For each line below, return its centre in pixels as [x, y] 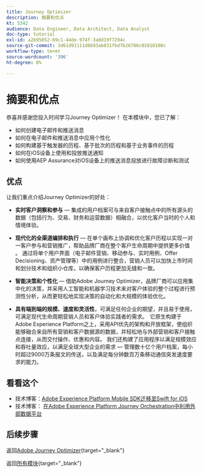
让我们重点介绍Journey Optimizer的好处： [58, 197]
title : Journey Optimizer [39, 12]
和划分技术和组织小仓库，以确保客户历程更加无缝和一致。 [86, 268]
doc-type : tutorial [31, 34]
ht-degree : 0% [24, 62]
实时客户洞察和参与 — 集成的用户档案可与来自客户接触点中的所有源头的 [104, 210]
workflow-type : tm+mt [34, 51]
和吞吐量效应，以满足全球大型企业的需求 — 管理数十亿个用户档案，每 [101, 347]
